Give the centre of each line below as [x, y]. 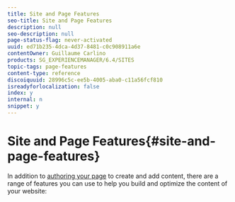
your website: [27, 191]
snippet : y [23, 106]
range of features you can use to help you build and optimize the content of [117, 183]
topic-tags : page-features [47, 67]
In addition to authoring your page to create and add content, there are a [113, 176]
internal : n [25, 100]
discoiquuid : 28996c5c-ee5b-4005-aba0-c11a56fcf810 [85, 80]
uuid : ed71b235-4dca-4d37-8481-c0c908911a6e [74, 47]
